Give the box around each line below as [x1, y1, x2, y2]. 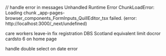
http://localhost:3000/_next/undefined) [5, 20, 88, 26]
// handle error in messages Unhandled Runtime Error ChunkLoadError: [5, 5, 154, 10]
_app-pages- [37, 10, 65, 16]
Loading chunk [5, 10, 37, 16]
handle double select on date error [5, 46, 78, 51]
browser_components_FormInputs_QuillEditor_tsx [5, 15, 108, 21]
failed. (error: [109, 15, 137, 21]
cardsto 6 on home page [5, 36, 57, 42]
